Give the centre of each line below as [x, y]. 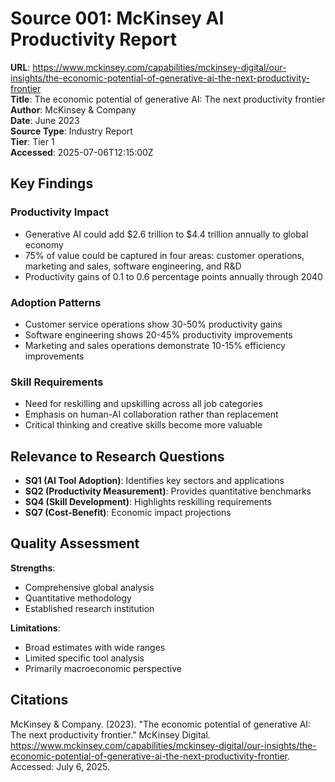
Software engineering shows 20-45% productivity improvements [158, 334]
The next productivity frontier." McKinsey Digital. [110, 734]
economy [44, 244]
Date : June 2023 [45, 120]
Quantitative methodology [78, 598]
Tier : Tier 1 [32, 141]
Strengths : [33, 568]
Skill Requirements [57, 382]
